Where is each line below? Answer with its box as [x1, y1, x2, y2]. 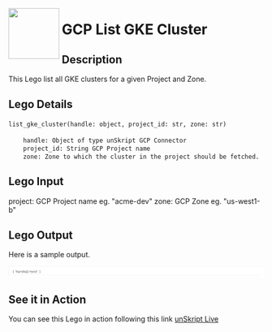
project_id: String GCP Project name [23, 144, 151, 153]
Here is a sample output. [8, 250, 91, 260]
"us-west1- [222, 196, 261, 206]
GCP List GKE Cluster [62, 20, 208, 39]
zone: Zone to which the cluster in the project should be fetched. [23, 153, 260, 161]
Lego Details [8, 97, 73, 111]
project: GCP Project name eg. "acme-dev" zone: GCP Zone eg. [8, 196, 222, 206]
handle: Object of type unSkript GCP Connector [23, 136, 187, 144]
